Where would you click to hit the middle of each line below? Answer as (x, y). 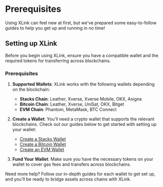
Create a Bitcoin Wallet (43, 145)
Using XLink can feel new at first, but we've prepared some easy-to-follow (81, 23)
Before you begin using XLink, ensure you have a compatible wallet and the (82, 55)
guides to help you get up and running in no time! (55, 28)
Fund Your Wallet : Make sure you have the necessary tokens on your (83, 159)
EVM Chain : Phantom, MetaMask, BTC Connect (68, 110)
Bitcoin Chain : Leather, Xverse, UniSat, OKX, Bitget (72, 104)
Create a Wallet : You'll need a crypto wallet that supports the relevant (83, 119)
